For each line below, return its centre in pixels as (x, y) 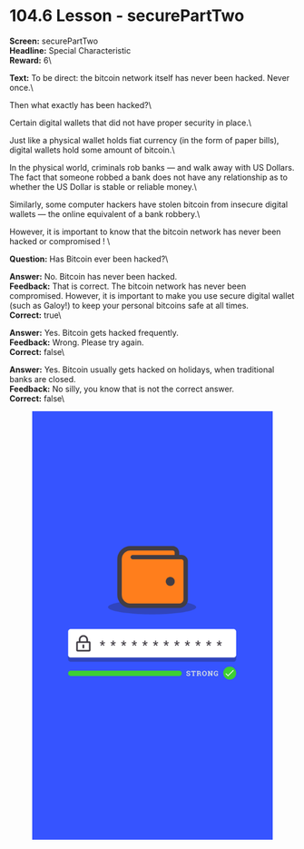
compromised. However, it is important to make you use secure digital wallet (152, 295)
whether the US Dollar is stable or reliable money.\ (103, 186)
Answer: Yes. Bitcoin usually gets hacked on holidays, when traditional (142, 370)
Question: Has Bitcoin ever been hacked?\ (89, 259)
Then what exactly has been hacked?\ (81, 104)
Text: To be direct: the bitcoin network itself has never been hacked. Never (150, 77)
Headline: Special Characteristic (70, 50)
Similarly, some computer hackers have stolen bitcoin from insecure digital (149, 204)
